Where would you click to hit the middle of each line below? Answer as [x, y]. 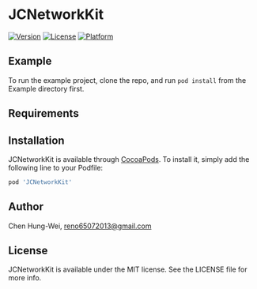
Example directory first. [46, 88]
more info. [25, 278]
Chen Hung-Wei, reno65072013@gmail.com [80, 226]
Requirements [43, 113]
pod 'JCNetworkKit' [40, 182]
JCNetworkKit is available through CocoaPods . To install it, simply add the [129, 159]
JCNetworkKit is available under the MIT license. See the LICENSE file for [128, 269]
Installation [36, 140]
